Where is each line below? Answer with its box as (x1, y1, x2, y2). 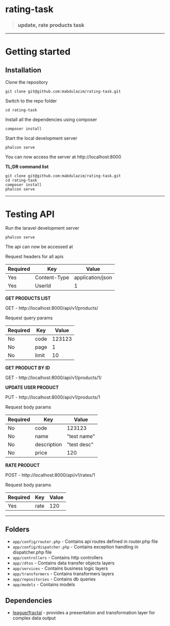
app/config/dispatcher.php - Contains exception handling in (12, 544, 139, 550)
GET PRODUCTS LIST (5, 295, 51, 302)
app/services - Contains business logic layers (12, 565, 108, 571)
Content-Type (34, 274, 69, 281)
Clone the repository (5, 79, 48, 86)
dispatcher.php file (12, 549, 52, 555)
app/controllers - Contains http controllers (12, 555, 103, 561)
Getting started (5, 46, 71, 57)
